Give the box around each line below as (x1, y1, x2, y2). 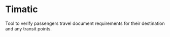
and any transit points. (5, 25, 52, 31)
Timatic (5, 4, 38, 15)
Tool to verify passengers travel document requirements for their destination (5, 20, 165, 26)
